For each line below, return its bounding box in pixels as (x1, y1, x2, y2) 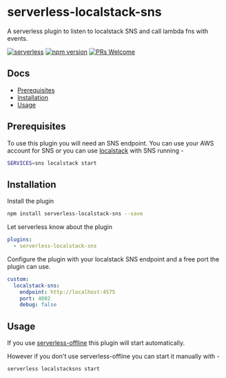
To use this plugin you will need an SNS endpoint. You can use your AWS (7, 139, 214, 147)
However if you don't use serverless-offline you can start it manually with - (7, 352, 220, 361)
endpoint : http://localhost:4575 (19, 288, 116, 295)
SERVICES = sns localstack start (7, 159, 97, 166)
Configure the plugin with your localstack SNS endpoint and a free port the (7, 255, 220, 263)
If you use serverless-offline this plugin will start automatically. (7, 339, 185, 347)
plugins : (7, 236, 32, 243)
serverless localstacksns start (7, 366, 100, 372)
